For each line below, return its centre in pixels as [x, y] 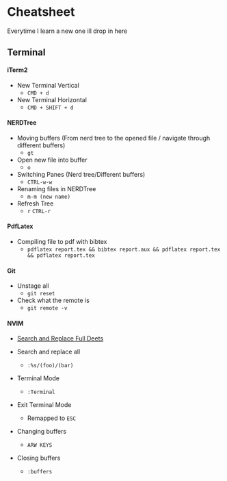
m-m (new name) [49, 197]
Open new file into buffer [52, 160]
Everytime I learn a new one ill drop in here [67, 31]
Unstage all [33, 286]
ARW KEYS [40, 445]
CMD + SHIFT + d [50, 108]
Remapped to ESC [52, 418]
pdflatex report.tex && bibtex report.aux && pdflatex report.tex [124, 249]
